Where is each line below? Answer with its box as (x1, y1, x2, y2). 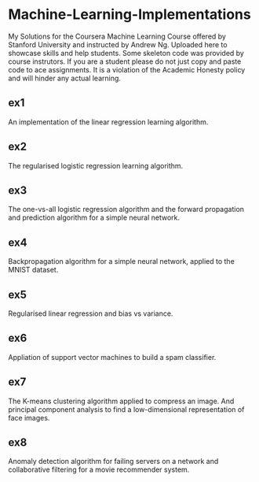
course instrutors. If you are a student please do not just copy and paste (8, 57, 242, 66)
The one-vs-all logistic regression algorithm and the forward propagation (8, 205, 245, 214)
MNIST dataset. (8, 265, 59, 275)
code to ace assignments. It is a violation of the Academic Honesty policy (8, 65, 246, 74)
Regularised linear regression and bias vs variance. (8, 309, 173, 318)
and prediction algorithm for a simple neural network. (8, 213, 181, 222)
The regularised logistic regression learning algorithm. (8, 161, 184, 170)
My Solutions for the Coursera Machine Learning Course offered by (8, 32, 226, 41)
